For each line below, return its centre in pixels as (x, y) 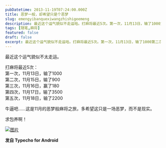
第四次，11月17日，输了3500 (34, 92)
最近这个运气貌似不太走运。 (33, 56)
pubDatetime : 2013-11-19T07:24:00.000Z (46, 10)
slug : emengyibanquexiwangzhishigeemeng (47, 19)
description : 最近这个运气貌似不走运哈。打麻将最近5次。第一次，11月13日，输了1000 (83, 24)
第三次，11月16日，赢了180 (32, 86)
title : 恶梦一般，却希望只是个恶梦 (37, 14)
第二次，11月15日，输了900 (33, 79)
